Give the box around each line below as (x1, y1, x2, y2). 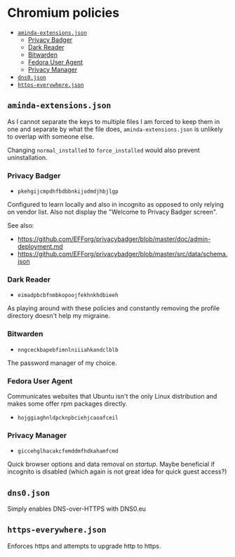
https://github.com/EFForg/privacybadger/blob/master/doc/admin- (17, 235, 211, 243)
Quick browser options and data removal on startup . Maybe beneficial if (7, 460, 215, 469)
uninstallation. (7, 153, 48, 162)
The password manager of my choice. (7, 359, 117, 367)
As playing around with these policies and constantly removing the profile (7, 304, 220, 312)
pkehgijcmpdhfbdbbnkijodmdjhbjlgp (17, 188, 119, 195)
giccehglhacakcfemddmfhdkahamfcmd (17, 448, 119, 455)
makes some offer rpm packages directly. (7, 399, 128, 408)
